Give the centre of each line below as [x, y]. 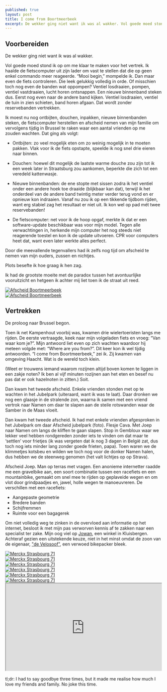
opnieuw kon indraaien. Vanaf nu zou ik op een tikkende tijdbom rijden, [85, 199]
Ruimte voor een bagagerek [41, 513]
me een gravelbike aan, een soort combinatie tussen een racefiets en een [80, 472]
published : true [22, 10]
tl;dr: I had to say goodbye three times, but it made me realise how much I [81, 679]
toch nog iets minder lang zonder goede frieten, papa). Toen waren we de [81, 446]
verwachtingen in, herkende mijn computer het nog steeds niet [77, 230]
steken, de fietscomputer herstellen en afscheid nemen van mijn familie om [82, 123]
